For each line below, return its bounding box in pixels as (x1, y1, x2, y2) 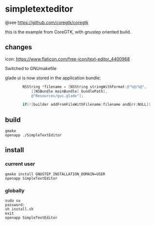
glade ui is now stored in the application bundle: (5, 75, 101, 81)
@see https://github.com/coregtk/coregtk (5, 19, 89, 25)
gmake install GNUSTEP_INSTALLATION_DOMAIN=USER (5, 171, 105, 176)
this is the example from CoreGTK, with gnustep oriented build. (5, 29, 131, 35)
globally (5, 187, 25, 194)
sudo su (5, 198, 21, 203)
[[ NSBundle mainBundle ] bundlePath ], (31, 89, 108, 94)
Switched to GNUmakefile (5, 65, 57, 71)
